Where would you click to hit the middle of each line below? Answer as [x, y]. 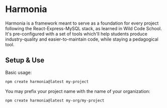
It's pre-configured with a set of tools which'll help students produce [76, 34]
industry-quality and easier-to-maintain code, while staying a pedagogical [82, 39]
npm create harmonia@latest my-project [47, 81]
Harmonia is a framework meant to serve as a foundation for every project [82, 23]
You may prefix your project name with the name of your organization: [78, 91]
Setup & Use [25, 61]
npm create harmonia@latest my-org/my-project [55, 100]
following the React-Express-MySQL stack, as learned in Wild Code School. [83, 28]
